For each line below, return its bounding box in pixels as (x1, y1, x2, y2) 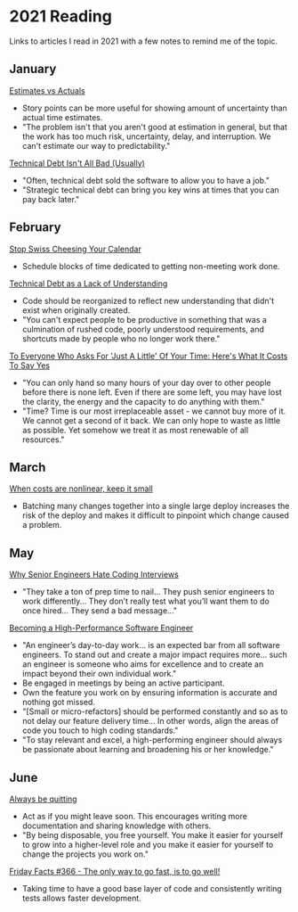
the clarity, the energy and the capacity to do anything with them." (21, 396, 265, 407)
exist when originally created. (21, 305, 131, 316)
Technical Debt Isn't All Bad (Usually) (9, 158, 145, 168)
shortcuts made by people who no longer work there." (21, 333, 221, 344)
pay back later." (21, 193, 80, 204)
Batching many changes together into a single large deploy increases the (21, 501, 290, 512)
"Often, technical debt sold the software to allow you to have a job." (21, 175, 270, 185)
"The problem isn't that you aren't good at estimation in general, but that (21, 121, 287, 132)
